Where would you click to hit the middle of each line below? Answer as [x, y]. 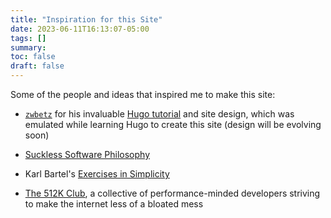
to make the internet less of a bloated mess [114, 204]
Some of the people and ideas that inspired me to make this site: [143, 94]
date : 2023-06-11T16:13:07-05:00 [80, 29]
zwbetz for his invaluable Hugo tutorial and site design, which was [159, 114]
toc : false [33, 57]
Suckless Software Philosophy [87, 154]
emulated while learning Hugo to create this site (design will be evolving [173, 124]
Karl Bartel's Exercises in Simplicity [97, 174]
